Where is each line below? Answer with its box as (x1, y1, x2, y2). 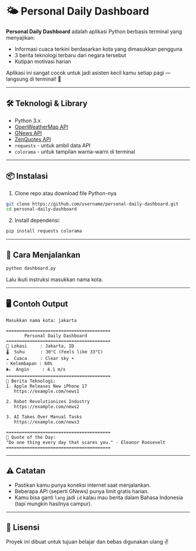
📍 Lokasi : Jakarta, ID (6, 343, 75, 349)
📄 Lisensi (6, 522, 40, 532)
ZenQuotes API (14, 136, 51, 143)
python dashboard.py (6, 265, 57, 271)
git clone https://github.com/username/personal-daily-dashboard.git (6, 201, 179, 207)
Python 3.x (14, 117, 41, 124)
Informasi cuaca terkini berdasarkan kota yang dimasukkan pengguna (14, 45, 183, 53)
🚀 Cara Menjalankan (6, 249, 80, 260)
